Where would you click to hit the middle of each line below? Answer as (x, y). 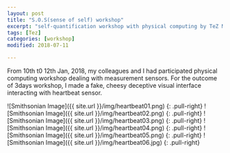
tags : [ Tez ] (24, 33)
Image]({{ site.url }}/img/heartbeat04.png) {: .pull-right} (124, 128)
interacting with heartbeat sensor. (55, 93)
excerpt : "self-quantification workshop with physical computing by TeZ (113, 26)
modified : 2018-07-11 (38, 45)
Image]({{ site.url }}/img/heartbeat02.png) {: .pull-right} (124, 113)
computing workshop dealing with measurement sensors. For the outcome (112, 78)
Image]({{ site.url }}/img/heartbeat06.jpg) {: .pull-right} (123, 142)
